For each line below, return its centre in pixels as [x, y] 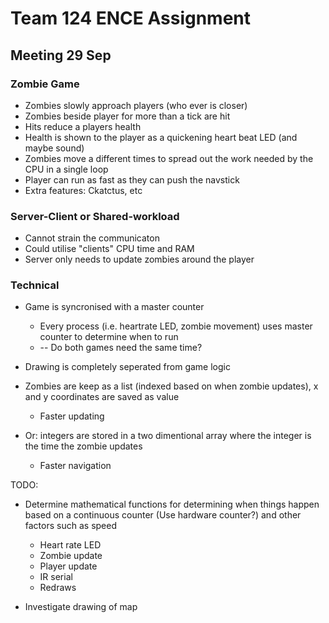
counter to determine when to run [109, 337]
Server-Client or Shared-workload [95, 216]
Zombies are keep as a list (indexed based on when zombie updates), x [171, 386]
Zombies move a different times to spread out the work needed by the [169, 158]
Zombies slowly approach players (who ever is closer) [136, 105]
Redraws [58, 588]
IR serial [56, 577]
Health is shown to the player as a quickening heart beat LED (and [161, 137]
